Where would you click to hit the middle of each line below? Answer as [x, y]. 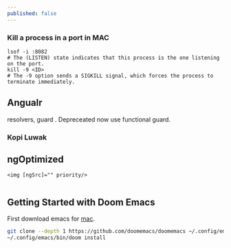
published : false [32, 13]
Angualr [25, 103]
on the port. [26, 64]
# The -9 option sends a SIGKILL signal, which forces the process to [110, 76]
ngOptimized [35, 160]
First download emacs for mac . [51, 219]
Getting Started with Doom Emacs [81, 202]
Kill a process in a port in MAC [58, 37]
